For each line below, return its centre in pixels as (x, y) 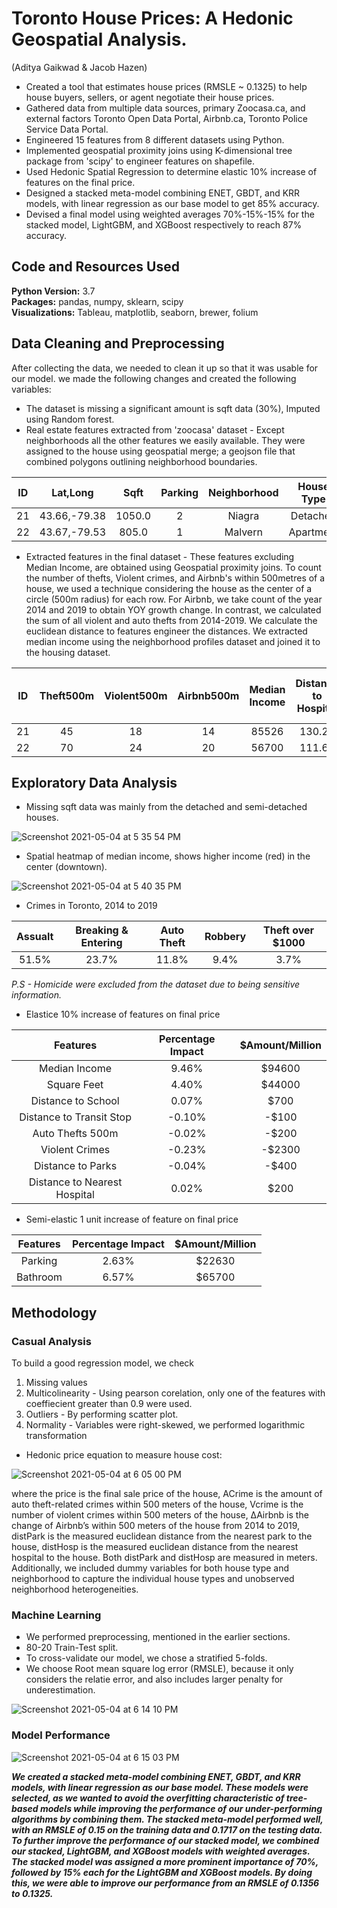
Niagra (243, 515)
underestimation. (60, 1690)
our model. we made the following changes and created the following (154, 378)
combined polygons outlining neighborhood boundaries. (141, 461)
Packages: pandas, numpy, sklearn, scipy (97, 301)
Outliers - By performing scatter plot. (102, 1414)
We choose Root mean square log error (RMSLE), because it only (159, 1669)
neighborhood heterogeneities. (75, 1589)
